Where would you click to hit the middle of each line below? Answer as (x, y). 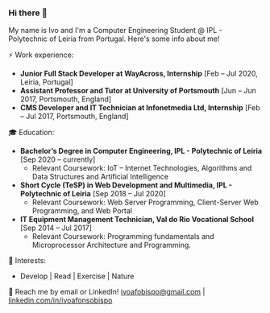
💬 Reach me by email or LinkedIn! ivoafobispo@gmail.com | (107, 292)
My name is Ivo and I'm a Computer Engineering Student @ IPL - (116, 31)
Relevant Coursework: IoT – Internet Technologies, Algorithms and (142, 168)
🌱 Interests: (27, 261)
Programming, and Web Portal (82, 211)
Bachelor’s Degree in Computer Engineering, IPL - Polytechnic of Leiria (141, 151)
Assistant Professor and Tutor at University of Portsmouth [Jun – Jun (138, 91)
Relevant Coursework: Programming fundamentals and (123, 237)
